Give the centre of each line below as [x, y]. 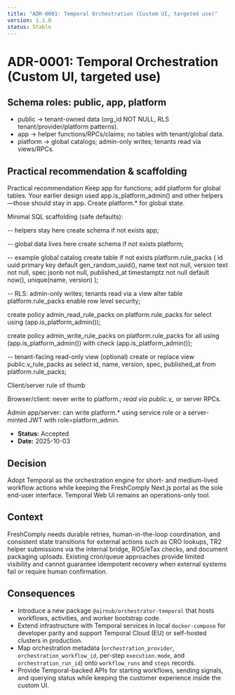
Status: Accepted [43, 434]
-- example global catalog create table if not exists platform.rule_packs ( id [115, 258]
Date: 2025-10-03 [44, 441]
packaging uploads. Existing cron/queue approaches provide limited [106, 557]
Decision [27, 463]
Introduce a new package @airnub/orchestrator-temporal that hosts [116, 610]
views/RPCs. [36, 149]
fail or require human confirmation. [58, 571]
